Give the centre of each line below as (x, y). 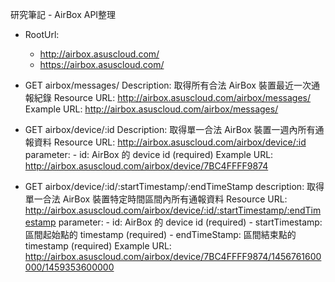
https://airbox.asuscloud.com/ (102, 64)
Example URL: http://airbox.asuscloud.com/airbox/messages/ (151, 109)
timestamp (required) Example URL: (98, 246)
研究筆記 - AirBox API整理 (63, 14)
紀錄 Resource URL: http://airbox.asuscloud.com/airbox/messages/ (172, 97)
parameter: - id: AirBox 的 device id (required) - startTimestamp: (190, 222)
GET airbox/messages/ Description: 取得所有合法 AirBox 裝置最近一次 (168, 85)
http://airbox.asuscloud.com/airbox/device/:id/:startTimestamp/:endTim (173, 210)
